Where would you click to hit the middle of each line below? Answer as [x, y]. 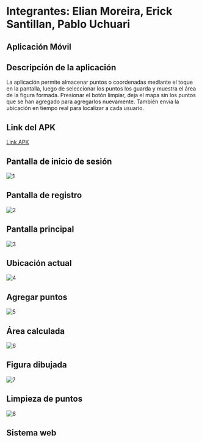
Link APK [18, 142]
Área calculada [36, 331]
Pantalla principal [40, 230]
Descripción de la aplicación [61, 68]
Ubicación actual [39, 263]
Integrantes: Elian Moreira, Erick [89, 11]
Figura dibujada [37, 365]
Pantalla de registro [44, 195]
